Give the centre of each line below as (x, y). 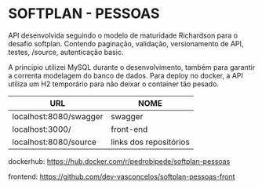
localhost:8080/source (54, 142)
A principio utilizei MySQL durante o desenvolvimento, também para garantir (132, 67)
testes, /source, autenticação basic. (66, 52)
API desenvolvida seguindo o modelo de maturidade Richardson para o (123, 35)
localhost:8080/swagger (58, 116)
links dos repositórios (150, 142)
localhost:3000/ (42, 129)
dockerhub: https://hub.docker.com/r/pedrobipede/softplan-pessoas (119, 161)
